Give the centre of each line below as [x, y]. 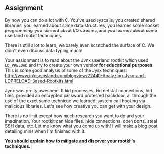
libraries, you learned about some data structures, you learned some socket [82, 25]
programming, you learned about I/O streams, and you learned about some [81, 30]
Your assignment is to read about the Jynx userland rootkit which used [77, 60]
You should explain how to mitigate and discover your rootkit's [70, 141]
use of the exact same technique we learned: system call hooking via [75, 101]
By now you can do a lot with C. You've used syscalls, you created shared [80, 20]
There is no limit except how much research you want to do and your [75, 116]
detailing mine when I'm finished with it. [45, 131]
